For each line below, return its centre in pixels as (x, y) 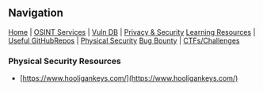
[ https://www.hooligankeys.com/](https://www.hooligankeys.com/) (129, 78)
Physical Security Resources (65, 61)
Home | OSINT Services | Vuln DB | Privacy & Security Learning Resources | (132, 32)
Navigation (36, 13)
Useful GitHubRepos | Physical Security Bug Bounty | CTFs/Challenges (124, 40)
